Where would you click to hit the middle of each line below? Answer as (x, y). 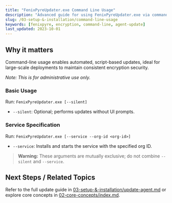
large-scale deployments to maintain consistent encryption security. (77, 67)
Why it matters (29, 50)
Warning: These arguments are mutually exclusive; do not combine (89, 156)
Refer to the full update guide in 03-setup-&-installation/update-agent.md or (86, 190)
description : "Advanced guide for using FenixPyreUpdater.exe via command (87, 15)
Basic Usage (21, 91)
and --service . (49, 161)
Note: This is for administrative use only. (48, 77)
